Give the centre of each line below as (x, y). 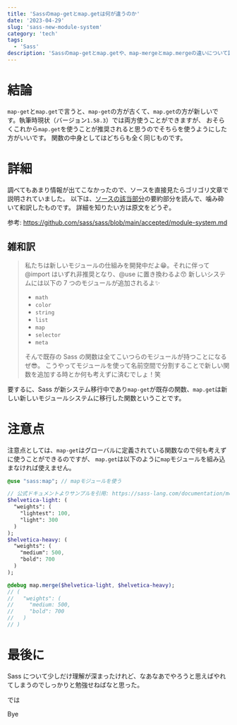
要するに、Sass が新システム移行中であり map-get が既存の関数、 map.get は (114, 389)
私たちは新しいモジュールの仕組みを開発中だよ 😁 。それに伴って (117, 265)
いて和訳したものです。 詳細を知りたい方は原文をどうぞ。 (91, 207)
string (45, 312)
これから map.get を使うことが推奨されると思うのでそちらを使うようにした (120, 128)
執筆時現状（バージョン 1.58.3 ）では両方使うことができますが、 (112, 120)
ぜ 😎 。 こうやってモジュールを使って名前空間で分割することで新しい (124, 365)
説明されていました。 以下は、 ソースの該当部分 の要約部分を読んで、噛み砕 (116, 198)
